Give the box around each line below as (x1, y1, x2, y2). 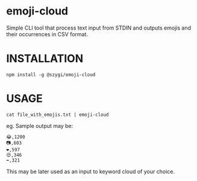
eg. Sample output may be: (6, 122, 73, 129)
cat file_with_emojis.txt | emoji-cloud (6, 112, 110, 118)
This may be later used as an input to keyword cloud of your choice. (6, 168, 175, 175)
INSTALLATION (6, 52, 83, 66)
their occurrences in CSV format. (6, 30, 89, 37)
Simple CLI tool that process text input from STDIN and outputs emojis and (6, 24, 192, 31)
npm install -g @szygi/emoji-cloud (6, 71, 96, 78)
